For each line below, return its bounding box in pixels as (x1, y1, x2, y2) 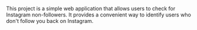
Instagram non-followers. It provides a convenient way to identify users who (6, 11, 192, 18)
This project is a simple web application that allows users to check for (6, 5, 176, 12)
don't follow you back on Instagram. (6, 18, 94, 24)
